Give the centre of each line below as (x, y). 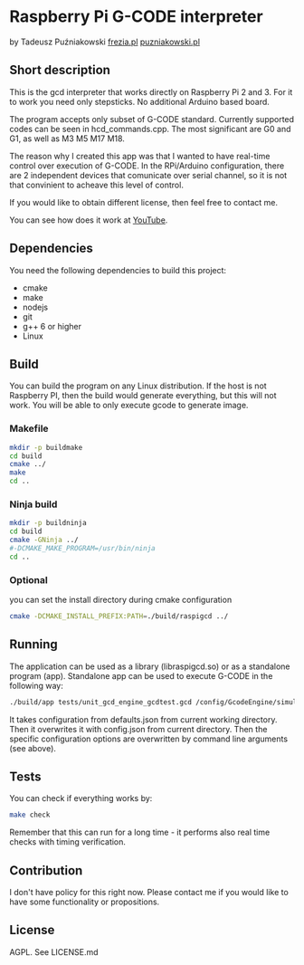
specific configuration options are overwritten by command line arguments (148, 739)
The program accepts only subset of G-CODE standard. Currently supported (152, 119)
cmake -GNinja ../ (44, 540)
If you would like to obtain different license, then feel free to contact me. (144, 202)
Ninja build (33, 504)
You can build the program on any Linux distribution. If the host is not (138, 386)
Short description (60, 70)
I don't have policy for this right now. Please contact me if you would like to (149, 893)
